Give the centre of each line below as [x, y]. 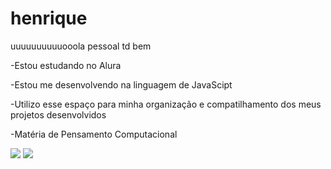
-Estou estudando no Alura [66, 65]
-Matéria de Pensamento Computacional [94, 134]
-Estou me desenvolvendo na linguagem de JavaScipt [121, 84]
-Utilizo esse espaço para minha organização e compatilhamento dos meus [166, 104]
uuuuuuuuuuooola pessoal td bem [81, 46]
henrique [49, 18]
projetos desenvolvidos [58, 114]
